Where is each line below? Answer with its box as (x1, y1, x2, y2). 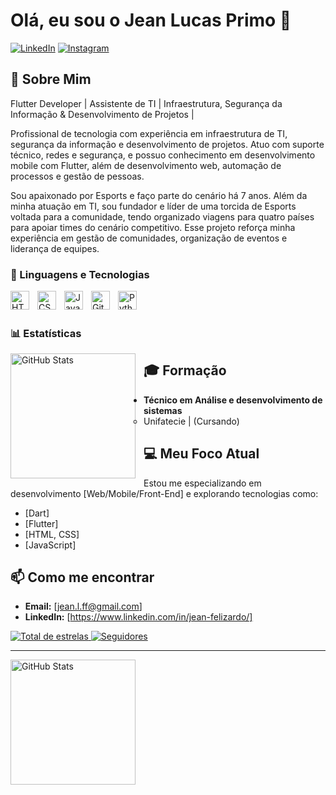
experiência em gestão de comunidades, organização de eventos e (10, 232, 288, 244)
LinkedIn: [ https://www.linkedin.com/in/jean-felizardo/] (24, 611, 253, 623)
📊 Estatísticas (10, 326, 82, 340)
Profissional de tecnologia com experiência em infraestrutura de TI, (10, 127, 288, 139)
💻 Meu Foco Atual (143, 445, 260, 463)
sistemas (143, 404, 183, 416)
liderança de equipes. (10, 242, 100, 254)
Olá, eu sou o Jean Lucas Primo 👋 (10, 9, 292, 32)
